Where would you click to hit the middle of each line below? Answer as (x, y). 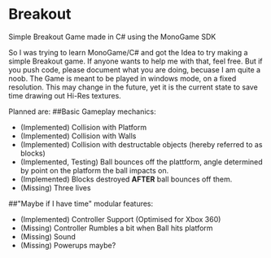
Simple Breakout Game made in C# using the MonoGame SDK (112, 37)
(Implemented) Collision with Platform (83, 127)
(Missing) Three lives (55, 187)
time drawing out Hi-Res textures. (65, 95)
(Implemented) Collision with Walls (78, 136)
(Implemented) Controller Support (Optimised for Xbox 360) (120, 219)
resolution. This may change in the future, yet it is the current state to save (133, 87)
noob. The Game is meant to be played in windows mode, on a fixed (122, 78)
